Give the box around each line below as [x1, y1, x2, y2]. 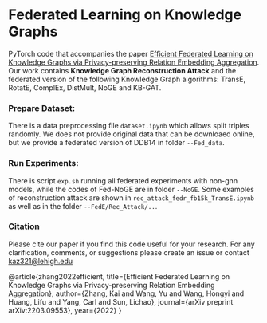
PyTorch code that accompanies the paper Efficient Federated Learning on [8, 49, 253, 58]
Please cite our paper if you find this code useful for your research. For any [8, 239, 255, 249]
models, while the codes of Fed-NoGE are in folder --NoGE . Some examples [8, 184, 255, 194]
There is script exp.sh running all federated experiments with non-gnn [8, 175, 238, 185]
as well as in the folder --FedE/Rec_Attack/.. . [8, 201, 158, 211]
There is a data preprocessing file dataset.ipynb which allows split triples [8, 121, 249, 131]
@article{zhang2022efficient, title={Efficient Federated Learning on [8, 271, 230, 281]
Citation [8, 221, 40, 232]
